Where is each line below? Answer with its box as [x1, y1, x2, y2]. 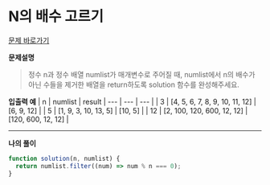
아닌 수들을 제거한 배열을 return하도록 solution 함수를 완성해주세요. [27, 80, 239, 89]
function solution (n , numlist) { [8, 154, 121, 162]
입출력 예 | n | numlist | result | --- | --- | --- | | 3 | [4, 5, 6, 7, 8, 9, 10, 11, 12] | [8, 97, 257, 106]
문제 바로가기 [8, 35, 50, 45]
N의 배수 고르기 [8, 7, 104, 26]
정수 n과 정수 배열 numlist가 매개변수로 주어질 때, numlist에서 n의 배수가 [27, 69, 256, 79]
